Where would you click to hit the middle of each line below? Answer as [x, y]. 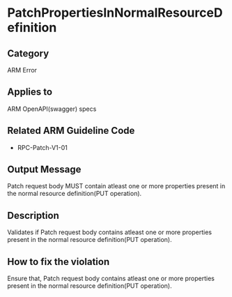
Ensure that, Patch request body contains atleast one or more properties [111, 279]
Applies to [30, 92]
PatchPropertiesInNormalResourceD [115, 13]
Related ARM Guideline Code [71, 131]
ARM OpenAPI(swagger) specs [52, 109]
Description [33, 215]
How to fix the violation [59, 262]
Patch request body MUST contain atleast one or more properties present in [116, 186]
